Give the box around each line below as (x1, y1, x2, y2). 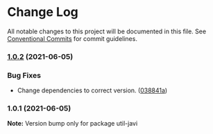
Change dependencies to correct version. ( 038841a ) (17, 86, 168, 94)
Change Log (7, 4, 78, 20)
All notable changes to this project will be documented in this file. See (7, 27, 207, 35)
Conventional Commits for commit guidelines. (7, 34, 137, 42)
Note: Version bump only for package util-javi (7, 119, 138, 128)
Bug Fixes (7, 70, 42, 80)
